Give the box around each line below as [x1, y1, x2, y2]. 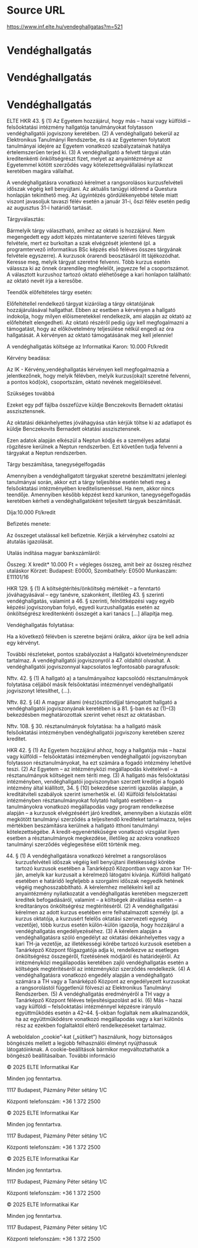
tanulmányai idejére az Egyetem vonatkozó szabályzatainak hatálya [6, 142, 170, 149]
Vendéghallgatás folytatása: [6, 622, 74, 629]
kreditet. [6, 735, 27, 742]
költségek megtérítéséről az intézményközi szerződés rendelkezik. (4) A [15, 966, 191, 973]
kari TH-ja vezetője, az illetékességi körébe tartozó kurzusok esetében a [15, 940, 191, 947]
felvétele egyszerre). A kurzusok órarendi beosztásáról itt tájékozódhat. [6, 252, 180, 259]
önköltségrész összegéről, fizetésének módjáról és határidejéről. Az [15, 953, 180, 960]
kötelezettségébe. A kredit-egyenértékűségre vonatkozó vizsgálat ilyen [6, 828, 180, 836]
